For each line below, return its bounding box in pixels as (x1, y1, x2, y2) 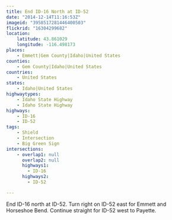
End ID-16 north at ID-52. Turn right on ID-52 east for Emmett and (6, 200, 167, 208)
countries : (6, 69, 33, 75)
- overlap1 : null (17, 151, 60, 157)
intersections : (6, 146, 44, 152)
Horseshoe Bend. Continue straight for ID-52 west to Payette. (6, 206, 157, 213)
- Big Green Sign (17, 140, 60, 147)
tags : (6, 124, 20, 130)
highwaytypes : (6, 91, 42, 97)
